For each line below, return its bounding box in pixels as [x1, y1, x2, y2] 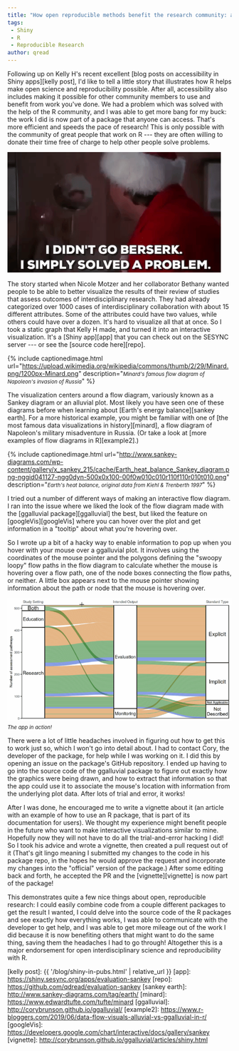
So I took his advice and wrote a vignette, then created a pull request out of [7, 841, 228, 849]
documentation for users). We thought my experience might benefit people [7, 818, 228, 827]
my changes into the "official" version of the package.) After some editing [7, 863, 223, 872]
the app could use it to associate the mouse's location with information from [7, 781, 230, 790]
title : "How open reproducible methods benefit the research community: [7, 11, 228, 19]
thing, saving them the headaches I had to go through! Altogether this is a [7, 938, 223, 947]
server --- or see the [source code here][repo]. [7, 340, 146, 349]
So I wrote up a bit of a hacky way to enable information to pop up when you [7, 539, 231, 547]
